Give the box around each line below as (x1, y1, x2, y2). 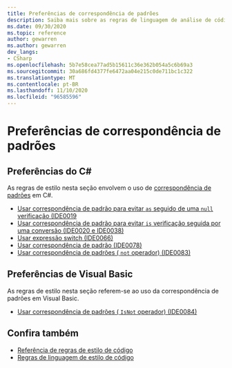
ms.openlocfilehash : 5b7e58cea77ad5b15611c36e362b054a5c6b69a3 (7, 61, 193, 68)
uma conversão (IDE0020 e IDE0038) (17, 226, 124, 235)
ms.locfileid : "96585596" (7, 94, 81, 101)
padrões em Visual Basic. (7, 294, 79, 302)
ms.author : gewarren (7, 42, 67, 49)
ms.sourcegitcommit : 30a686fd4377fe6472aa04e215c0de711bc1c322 (7, 68, 193, 75)
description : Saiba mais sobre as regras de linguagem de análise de (7, 17, 212, 23)
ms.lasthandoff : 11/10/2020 (7, 87, 88, 94)
